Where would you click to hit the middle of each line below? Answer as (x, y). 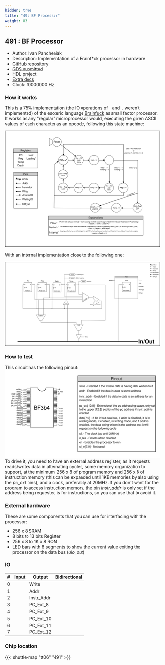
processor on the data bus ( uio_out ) (48, 552)
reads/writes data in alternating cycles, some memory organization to (75, 466)
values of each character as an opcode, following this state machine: (75, 124)
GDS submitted (27, 69)
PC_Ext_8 (39, 605)
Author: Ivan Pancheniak (37, 53)
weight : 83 (16, 21)
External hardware (27, 505)
